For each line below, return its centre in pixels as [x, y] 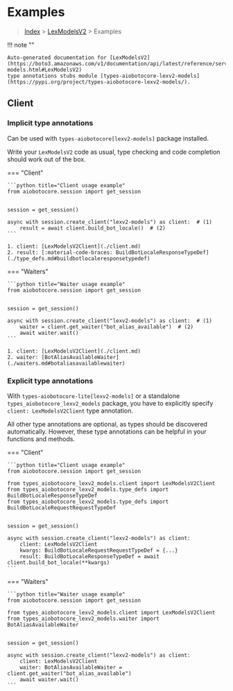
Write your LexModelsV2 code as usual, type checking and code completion [114, 152]
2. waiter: [23, 357]
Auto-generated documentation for [57, 57]
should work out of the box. [46, 159]
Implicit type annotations [50, 123]
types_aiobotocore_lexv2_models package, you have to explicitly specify [110, 403]
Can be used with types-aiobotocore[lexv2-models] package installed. [108, 138]
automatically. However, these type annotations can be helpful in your [107, 431]
